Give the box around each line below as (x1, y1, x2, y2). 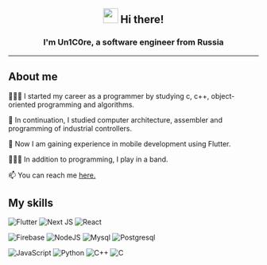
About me (8, 70, 58, 84)
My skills (8, 196, 54, 209)
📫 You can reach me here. (8, 170, 96, 180)
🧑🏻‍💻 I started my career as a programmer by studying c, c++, (8, 91, 210, 100)
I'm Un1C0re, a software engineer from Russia (43, 37, 224, 48)
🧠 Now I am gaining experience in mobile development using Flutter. (8, 138, 231, 148)
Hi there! (120, 13, 164, 26)
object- (211, 91, 235, 100)
